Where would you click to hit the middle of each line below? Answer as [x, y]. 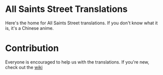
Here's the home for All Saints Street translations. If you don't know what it [81, 23]
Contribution [32, 48]
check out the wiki [24, 67]
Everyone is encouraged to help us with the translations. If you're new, [77, 62]
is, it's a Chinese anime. [29, 28]
